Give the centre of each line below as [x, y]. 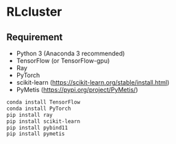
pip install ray [29, 115]
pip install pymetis [36, 134]
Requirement [35, 37]
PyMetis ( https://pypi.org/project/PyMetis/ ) [77, 90]
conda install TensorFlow [43, 102]
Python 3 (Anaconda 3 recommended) [71, 53]
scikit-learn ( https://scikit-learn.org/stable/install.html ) [93, 82]
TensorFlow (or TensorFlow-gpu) [63, 61]
